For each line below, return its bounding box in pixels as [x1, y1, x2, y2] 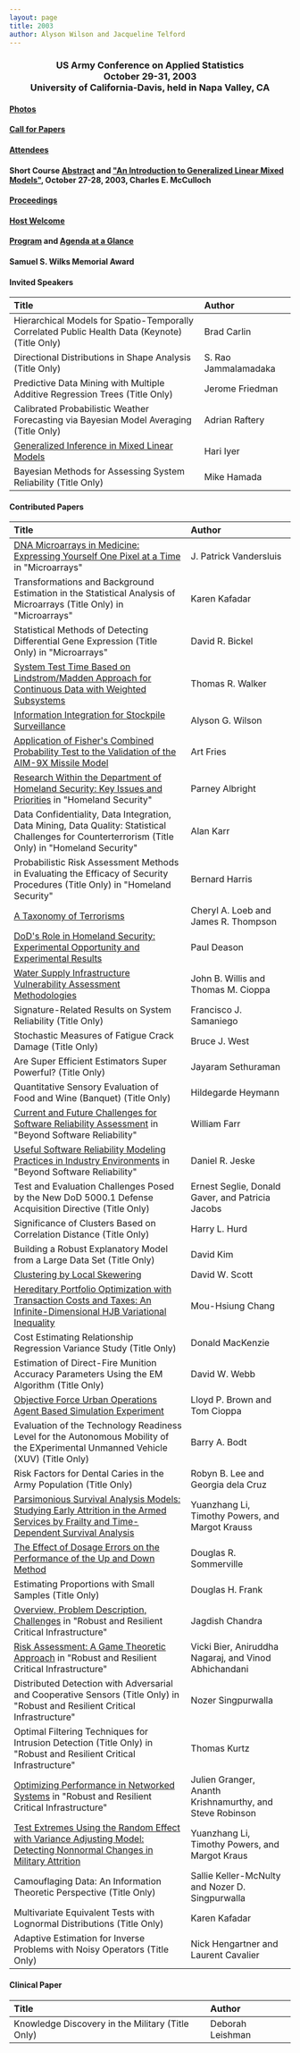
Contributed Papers [9, 501, 85, 512]
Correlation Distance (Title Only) [13, 1228, 150, 1241]
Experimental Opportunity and [13, 941, 140, 954]
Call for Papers [9, 124, 65, 135]
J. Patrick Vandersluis [190, 551, 282, 563]
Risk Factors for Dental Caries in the [13, 1468, 164, 1480]
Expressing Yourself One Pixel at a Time [13, 551, 181, 563]
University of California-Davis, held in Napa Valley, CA [29, 81, 271, 94]
